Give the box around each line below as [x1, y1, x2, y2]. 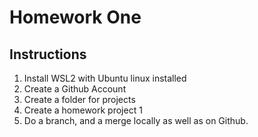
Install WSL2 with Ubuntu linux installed [23, 72, 187, 84]
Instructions [9, 46, 87, 63]
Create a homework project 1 [23, 104, 143, 116]
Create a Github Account [23, 83, 127, 95]
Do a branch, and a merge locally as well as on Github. [23, 115, 249, 126]
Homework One [9, 6, 142, 29]
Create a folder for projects [23, 94, 136, 105]
